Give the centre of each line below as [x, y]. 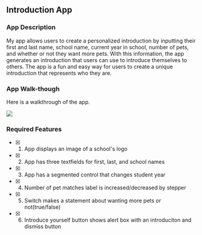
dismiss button [43, 226]
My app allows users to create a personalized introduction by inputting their [101, 40]
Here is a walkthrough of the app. [48, 102]
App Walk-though [33, 89]
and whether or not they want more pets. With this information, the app [95, 54]
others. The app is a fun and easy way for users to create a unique [90, 66]
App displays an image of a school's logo [76, 149]
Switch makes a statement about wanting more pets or [92, 201]
